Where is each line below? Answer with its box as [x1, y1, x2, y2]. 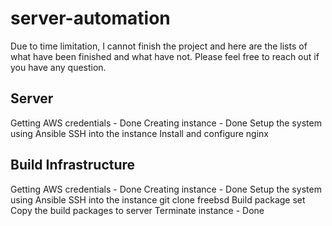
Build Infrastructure [10, 157, 136, 174]
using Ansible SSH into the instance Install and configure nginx [10, 127, 269, 139]
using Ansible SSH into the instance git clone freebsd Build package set [10, 193, 306, 206]
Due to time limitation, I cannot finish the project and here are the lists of [10, 40, 308, 52]
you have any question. [10, 61, 107, 73]
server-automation [10, 7, 171, 30]
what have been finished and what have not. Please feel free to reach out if [10, 50, 320, 62]
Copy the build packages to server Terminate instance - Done [10, 204, 265, 216]
